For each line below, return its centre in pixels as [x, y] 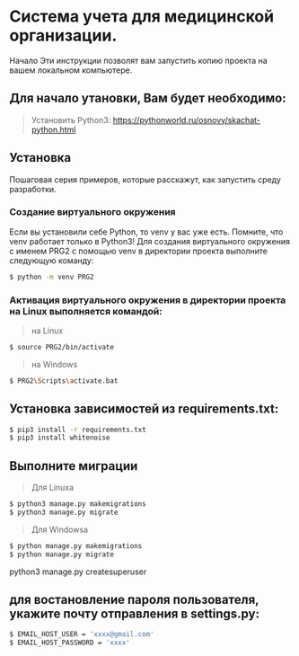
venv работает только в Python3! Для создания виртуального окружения [149, 241]
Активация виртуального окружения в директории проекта [148, 300]
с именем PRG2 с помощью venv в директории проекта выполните [138, 251]
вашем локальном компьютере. [71, 70]
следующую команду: [52, 260]
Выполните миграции [74, 466]
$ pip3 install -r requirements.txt [78, 430]
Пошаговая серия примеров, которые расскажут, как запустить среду [145, 179]
